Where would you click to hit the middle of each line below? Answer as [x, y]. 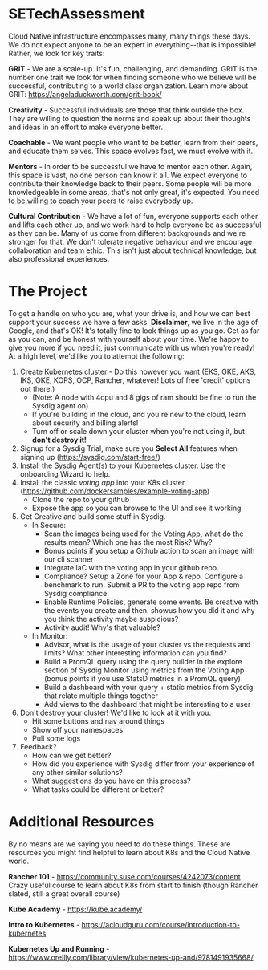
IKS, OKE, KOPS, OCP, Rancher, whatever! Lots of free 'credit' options [135, 380]
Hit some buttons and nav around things [98, 721]
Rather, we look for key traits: [57, 53]
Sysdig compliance [75, 593]
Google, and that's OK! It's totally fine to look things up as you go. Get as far [134, 331]
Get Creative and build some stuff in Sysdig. [93, 516]
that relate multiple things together [101, 696]
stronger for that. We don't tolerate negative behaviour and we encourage [130, 241]
